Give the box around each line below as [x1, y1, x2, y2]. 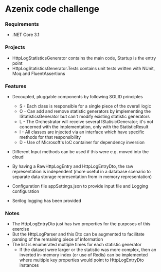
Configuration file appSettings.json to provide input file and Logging [12, 183, 148, 189]
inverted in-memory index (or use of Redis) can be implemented [19, 252, 148, 258]
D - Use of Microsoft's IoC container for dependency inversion [19, 140, 145, 145]
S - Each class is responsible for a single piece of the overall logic [19, 103, 152, 109]
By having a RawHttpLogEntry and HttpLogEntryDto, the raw [12, 163, 134, 169]
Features [5, 83, 27, 90]
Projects [5, 44, 25, 51]
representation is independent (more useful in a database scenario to [12, 169, 151, 175]
